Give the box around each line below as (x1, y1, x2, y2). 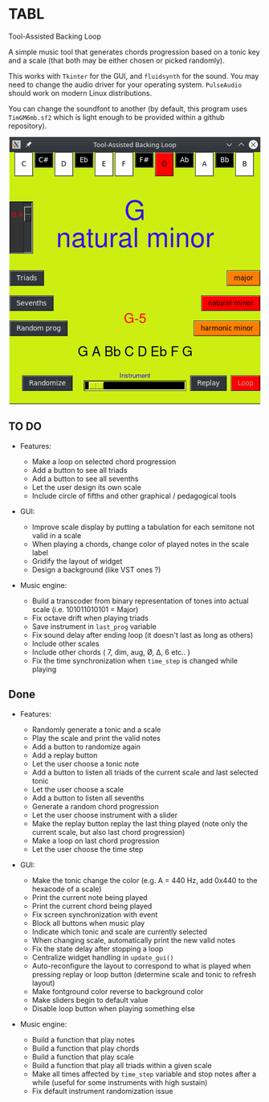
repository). (8, 121, 47, 130)
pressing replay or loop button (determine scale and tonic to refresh (31, 969, 257, 979)
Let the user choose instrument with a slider (31, 810, 178, 820)
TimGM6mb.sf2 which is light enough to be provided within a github (8, 112, 225, 121)
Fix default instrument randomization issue (31, 1086, 173, 1096)
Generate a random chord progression (31, 801, 159, 811)
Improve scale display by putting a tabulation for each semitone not (31, 522, 255, 532)
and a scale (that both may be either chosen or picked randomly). (8, 56, 225, 65)
